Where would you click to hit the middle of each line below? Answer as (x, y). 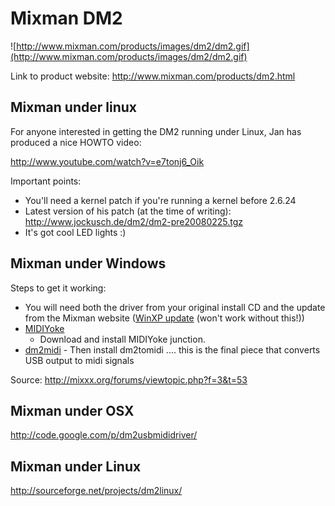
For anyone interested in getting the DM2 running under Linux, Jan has (156, 131)
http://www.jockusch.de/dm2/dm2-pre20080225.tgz (134, 221)
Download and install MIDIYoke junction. (122, 339)
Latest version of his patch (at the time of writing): (128, 211)
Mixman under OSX (72, 410)
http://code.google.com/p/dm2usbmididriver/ (104, 435)
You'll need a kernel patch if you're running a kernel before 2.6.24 (160, 200)
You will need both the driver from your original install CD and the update (175, 307)
